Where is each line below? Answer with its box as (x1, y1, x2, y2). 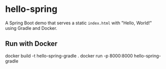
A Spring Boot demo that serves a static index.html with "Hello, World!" (5, 20, 152, 26)
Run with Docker (5, 40, 58, 48)
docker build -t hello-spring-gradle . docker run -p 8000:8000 (5, 53, 133, 59)
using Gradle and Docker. (5, 25, 57, 31)
